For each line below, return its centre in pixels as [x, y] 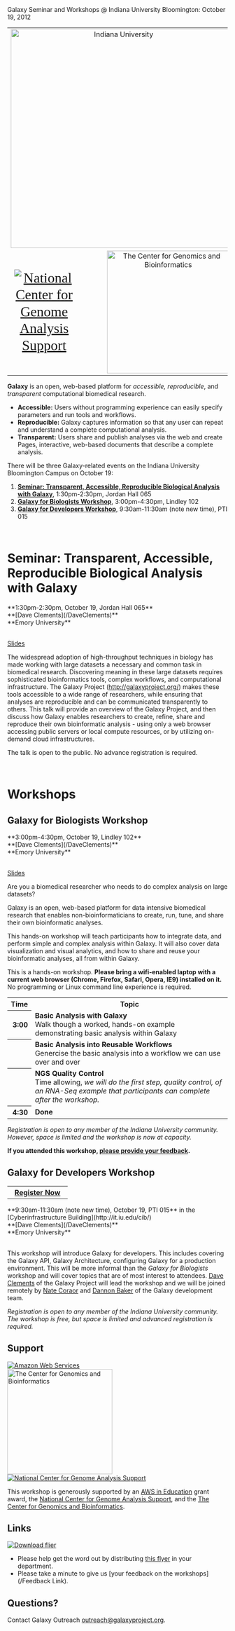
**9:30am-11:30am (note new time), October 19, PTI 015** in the [101, 1210]
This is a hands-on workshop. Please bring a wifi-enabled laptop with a [112, 971]
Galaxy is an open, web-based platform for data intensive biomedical [107, 907]
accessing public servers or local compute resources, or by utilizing [105, 731]
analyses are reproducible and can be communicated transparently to [108, 702]
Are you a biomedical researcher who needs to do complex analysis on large [117, 886]
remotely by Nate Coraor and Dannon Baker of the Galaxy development [110, 1290]
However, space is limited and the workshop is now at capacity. [99, 1137]
